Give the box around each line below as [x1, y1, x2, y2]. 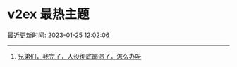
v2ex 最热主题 [7, 6, 90, 22]
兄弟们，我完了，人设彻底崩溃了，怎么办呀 [17, 52, 142, 60]
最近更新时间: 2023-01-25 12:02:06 [7, 31, 110, 39]
